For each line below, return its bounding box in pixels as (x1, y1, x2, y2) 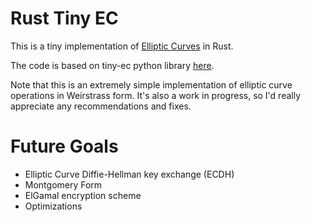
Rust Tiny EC (10, 7, 119, 30)
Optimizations (24, 200, 83, 212)
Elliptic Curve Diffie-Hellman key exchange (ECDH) (24, 168, 235, 180)
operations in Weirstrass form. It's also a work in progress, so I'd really (10, 89, 302, 101)
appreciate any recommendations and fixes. (10, 100, 192, 112)
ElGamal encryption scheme (24, 189, 142, 201)
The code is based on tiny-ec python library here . (10, 59, 215, 71)
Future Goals (10, 135, 119, 158)
